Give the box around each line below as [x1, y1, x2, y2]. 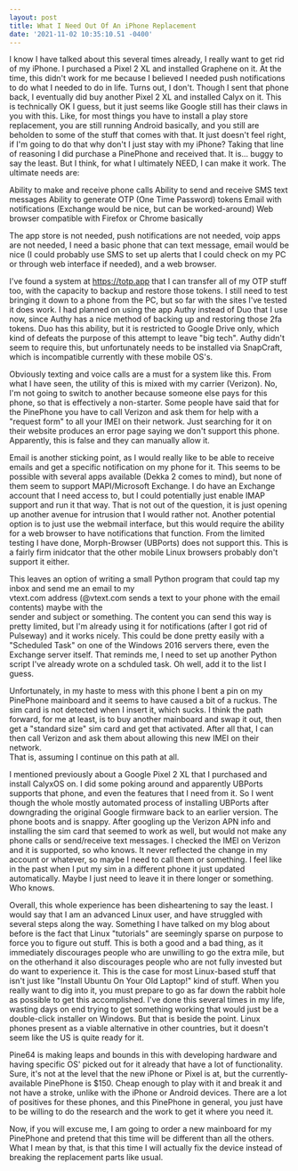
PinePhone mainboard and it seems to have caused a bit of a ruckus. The [9, 695, 278, 706]
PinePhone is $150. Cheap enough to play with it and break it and [44, 1078, 283, 1089]
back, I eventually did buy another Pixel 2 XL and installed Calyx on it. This [9, 92, 282, 102]
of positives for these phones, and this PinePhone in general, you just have [9, 1097, 283, 1108]
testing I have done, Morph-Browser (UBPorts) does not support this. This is [9, 538, 289, 549]
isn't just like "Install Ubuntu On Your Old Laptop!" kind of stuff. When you [9, 976, 279, 987]
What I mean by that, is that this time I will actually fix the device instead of [9, 1143, 283, 1153]
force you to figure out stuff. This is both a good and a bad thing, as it [9, 938, 264, 948]
